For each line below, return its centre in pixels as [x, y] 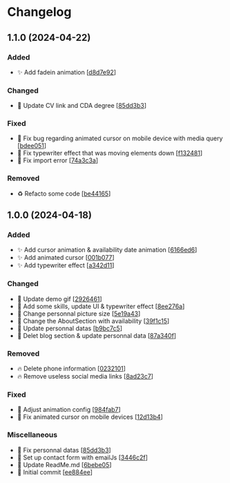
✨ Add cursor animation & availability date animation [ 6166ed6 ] [107, 250]
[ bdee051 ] [32, 146]
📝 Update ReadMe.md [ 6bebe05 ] [64, 464]
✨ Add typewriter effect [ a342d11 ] [66, 265]
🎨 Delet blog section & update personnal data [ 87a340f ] [97, 335]
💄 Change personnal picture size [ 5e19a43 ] [79, 313]
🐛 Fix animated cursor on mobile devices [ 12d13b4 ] [90, 417]
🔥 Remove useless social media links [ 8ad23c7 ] [85, 377]
